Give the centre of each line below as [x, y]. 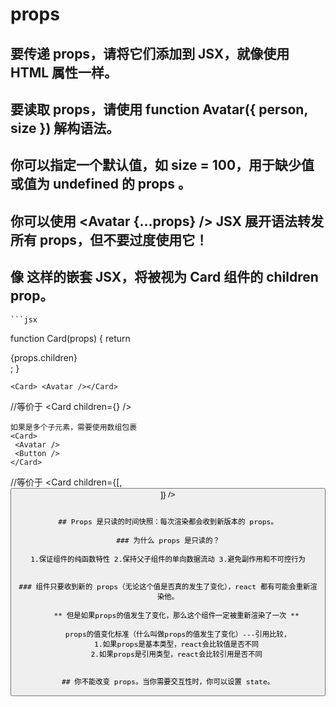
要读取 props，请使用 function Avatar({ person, [159, 109]
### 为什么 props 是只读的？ [168, 540]
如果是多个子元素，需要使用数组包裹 [74, 427]
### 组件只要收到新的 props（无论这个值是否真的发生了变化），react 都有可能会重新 [164, 586]
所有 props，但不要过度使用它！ [109, 239]
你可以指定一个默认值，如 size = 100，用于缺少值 [162, 165]
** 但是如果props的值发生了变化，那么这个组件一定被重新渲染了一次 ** [176, 615]
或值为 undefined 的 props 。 [101, 184]
